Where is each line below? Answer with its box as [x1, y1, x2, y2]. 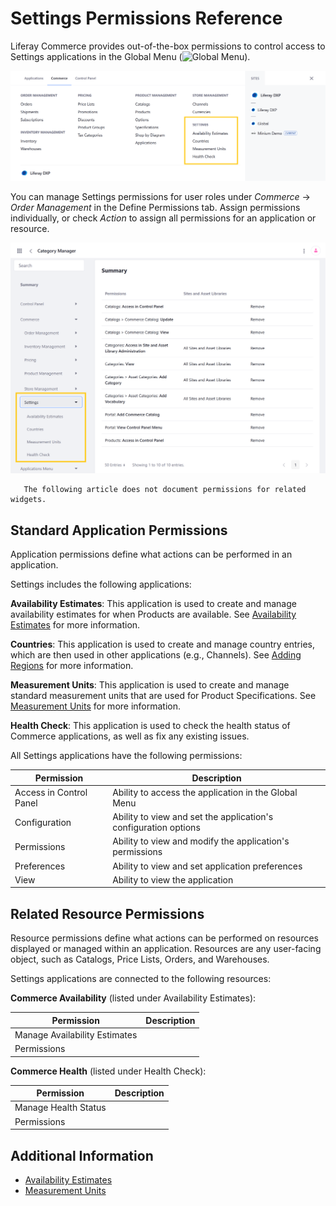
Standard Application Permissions [10, 522, 228, 539]
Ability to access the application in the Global [112, 786, 298, 798]
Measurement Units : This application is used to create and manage [10, 679, 290, 691]
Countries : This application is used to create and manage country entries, [10, 638, 315, 651]
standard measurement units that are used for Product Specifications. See [10, 690, 317, 702]
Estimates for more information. [10, 619, 141, 631]
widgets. [10, 495, 47, 505]
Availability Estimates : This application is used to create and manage [10, 598, 297, 610]
